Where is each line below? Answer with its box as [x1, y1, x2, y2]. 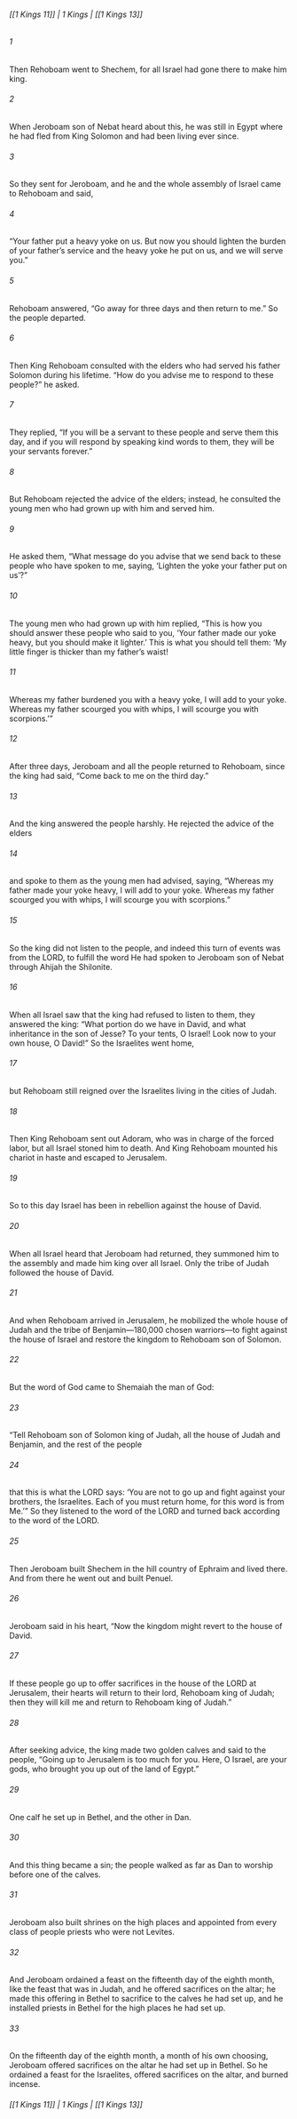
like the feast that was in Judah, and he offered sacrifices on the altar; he [9, 1984, 277, 1995]
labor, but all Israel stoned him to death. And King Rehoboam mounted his [9, 1143, 278, 1153]
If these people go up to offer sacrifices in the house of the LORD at [9, 1678, 257, 1689]
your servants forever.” [9, 446, 93, 457]
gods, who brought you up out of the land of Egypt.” [9, 1763, 199, 1775]
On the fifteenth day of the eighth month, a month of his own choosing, [9, 2051, 269, 2061]
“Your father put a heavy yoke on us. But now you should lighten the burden [9, 236, 286, 246]
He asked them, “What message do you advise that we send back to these [9, 551, 282, 562]
